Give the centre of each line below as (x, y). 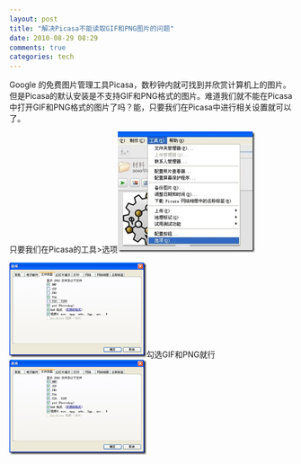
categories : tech (42, 57)
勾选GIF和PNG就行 (181, 354)
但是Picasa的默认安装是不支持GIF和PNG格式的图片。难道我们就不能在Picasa (151, 96)
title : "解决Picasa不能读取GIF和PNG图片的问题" (92, 28)
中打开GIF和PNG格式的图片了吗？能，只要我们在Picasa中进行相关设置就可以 (150, 107)
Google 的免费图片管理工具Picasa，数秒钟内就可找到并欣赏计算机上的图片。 (150, 85)
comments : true (38, 48)
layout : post (34, 19)
